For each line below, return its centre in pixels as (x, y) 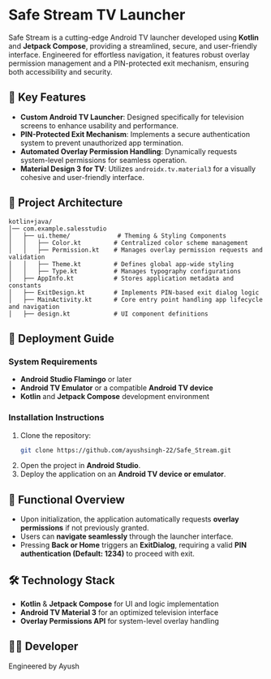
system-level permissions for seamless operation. (103, 160)
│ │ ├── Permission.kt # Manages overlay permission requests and (136, 250)
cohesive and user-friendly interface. (82, 177)
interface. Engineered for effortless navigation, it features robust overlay (129, 54)
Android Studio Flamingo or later (76, 380)
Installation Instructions (56, 418)
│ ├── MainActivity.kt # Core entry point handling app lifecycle (136, 299)
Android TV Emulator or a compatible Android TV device (116, 388)
